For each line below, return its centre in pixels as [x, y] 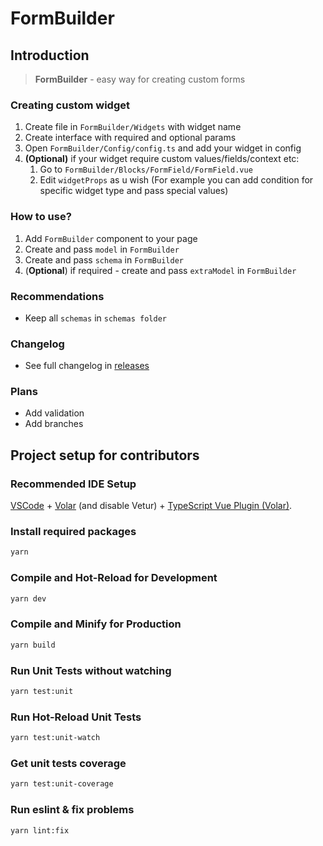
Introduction [50, 55]
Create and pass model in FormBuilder [102, 249]
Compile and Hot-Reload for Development [114, 578]
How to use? [41, 217]
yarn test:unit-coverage [62, 784]
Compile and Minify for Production [96, 624]
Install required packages [73, 532]
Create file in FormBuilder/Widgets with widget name [133, 127]
